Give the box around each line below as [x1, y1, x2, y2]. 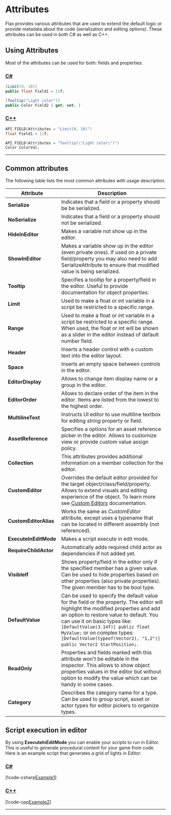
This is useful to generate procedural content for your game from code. [5, 745, 155, 751]
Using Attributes [5, 46, 59, 55]
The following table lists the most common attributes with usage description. [5, 178, 166, 184]
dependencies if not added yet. [61, 550, 136, 557]
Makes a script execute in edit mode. [61, 535, 149, 542]
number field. [61, 338, 93, 345]
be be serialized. [61, 205, 101, 212]
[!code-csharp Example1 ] [5, 775, 57, 781]
